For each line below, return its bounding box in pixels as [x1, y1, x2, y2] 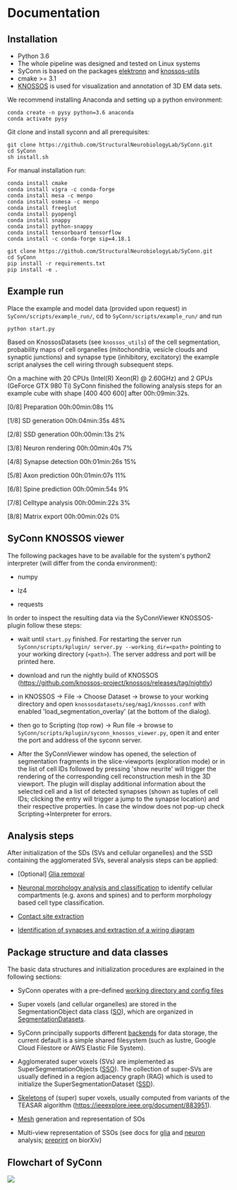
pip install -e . [7, 266, 59, 273]
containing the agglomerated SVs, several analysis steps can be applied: [7, 856, 219, 864]
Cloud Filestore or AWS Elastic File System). [17, 1044, 146, 1052]
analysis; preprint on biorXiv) [17, 1136, 102, 1145]
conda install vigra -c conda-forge [7, 186, 115, 193]
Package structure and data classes [7, 946, 169, 958]
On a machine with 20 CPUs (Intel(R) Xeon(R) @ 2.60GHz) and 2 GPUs [7, 374, 213, 382]
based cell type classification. [17, 898, 104, 907]
